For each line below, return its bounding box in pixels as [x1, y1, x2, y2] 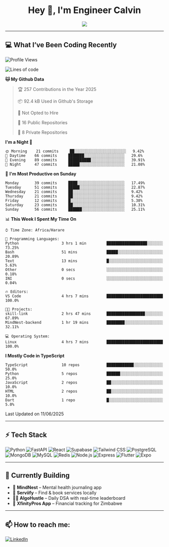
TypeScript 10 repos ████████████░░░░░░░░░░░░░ [5, 362, 163, 368]
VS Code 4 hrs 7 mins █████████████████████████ [5, 294, 163, 299]
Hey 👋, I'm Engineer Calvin [28, 5, 141, 16]
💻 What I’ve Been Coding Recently [5, 41, 117, 49]
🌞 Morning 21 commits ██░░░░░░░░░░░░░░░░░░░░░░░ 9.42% [5, 148, 144, 154]
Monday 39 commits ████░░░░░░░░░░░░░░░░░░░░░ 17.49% [5, 180, 145, 186]
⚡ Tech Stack [5, 431, 47, 439]
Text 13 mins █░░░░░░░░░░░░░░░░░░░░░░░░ [5, 258, 163, 263]
